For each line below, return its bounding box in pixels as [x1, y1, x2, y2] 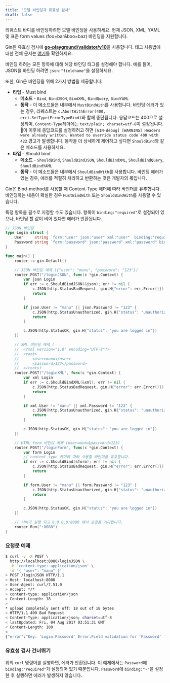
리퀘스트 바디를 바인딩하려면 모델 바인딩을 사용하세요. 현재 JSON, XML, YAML [5, 26, 160, 33]
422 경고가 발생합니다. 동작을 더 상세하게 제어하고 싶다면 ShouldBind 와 [20, 138, 159, 144]
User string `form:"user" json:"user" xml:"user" [14, 235, 130, 240]
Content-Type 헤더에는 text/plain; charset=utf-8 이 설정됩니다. [35, 120, 163, 127]
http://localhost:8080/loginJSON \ [10, 559, 85, 564]
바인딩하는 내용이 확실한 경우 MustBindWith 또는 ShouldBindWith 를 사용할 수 [5, 192, 156, 198]
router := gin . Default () [14, 258, 67, 263]
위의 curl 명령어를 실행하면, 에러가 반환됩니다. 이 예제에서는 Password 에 [5, 659, 147, 665]
